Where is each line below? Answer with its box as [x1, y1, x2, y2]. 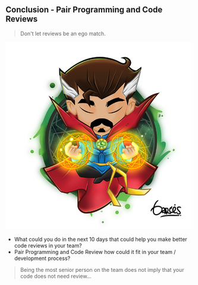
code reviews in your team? [14, 241, 82, 249]
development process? [14, 255, 71, 262]
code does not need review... [20, 272, 92, 280]
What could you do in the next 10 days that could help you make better [14, 236, 188, 243]
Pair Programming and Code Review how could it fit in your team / [14, 248, 176, 255]
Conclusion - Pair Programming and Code [5, 5, 163, 15]
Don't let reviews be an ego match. [20, 30, 106, 37]
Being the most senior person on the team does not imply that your [20, 266, 184, 273]
